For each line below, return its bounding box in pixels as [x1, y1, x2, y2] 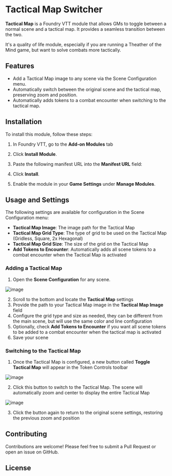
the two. [5, 31, 23, 37]
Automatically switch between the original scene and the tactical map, [12, 86, 162, 92]
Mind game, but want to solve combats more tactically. [5, 47, 122, 53]
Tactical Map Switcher [5, 4, 103, 15]
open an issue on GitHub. [5, 449, 59, 455]
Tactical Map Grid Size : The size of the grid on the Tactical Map [12, 241, 149, 247]
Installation [5, 117, 42, 126]
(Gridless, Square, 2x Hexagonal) [12, 235, 83, 242]
